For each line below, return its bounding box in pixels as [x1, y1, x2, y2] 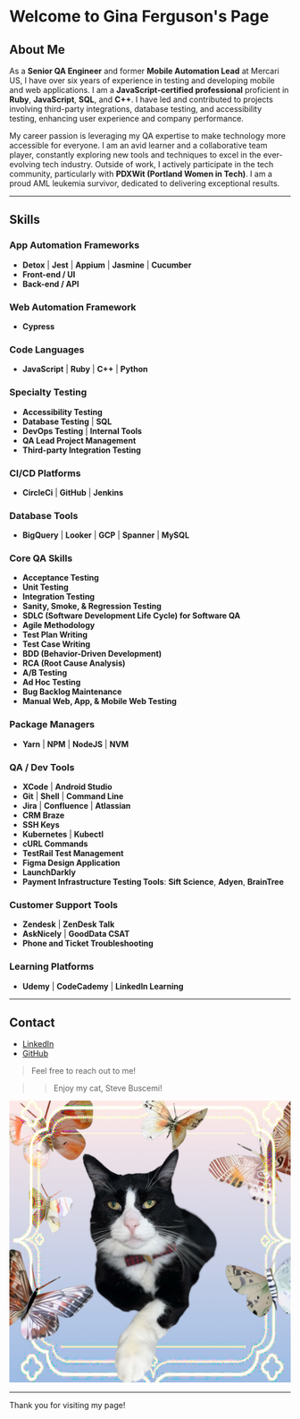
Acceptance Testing [21, 573, 100, 583]
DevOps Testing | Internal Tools [21, 425, 143, 436]
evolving [9, 159, 41, 169]
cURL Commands [21, 838, 88, 849]
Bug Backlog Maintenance [21, 686, 122, 697]
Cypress [21, 320, 55, 332]
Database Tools [9, 509, 79, 522]
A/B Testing [21, 667, 68, 678]
